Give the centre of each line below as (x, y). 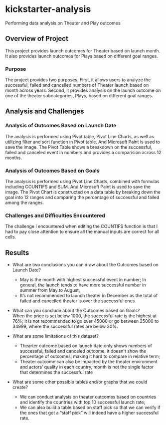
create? (20, 387)
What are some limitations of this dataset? (55, 336)
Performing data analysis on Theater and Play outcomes (63, 23)
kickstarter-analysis (48, 9)
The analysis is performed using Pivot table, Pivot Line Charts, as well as (80, 136)
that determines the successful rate (56, 372)
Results (17, 253)
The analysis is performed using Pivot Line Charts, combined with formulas (82, 182)
